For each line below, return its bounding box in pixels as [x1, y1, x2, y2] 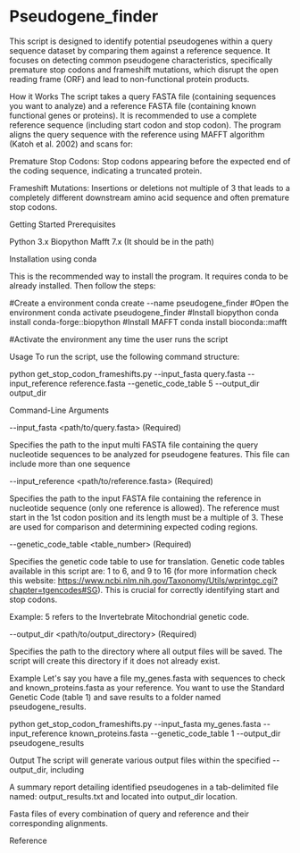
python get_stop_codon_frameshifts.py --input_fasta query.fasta [9, 368, 246, 379]
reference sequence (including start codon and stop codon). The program [9, 119, 281, 130]
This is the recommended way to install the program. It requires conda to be [9, 271, 288, 281]
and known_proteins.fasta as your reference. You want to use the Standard [9, 682, 285, 693]
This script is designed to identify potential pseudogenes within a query [9, 36, 273, 46]
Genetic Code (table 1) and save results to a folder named [9, 691, 221, 702]
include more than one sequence [9, 458, 131, 469]
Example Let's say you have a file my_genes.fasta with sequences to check [9, 673, 286, 683]
